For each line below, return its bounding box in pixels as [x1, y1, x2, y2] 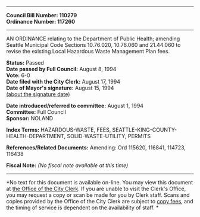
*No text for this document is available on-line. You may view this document [6, 179, 193, 186]
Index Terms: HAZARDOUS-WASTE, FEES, [6, 126, 111, 133]
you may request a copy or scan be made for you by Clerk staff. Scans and [6, 192, 190, 199]
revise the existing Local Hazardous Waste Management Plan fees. [6, 48, 170, 55]
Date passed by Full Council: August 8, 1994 [6, 66, 117, 72]
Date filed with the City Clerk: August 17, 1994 [6, 78, 121, 85]
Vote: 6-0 [6, 72, 31, 79]
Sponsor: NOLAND [6, 115, 54, 122]
